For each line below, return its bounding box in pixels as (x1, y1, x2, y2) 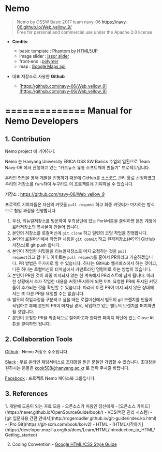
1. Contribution (5, 135, 51, 143)
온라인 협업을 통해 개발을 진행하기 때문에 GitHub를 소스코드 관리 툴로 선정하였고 (5, 175, 156, 181)
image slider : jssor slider (19, 53, 69, 59)
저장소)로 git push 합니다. (12, 242, 61, 248)
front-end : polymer (19, 58, 59, 64)
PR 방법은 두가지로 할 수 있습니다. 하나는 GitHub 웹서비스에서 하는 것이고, (18, 260, 158, 266)
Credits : (12, 38, 29, 44)
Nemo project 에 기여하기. (5, 148, 56, 154)
